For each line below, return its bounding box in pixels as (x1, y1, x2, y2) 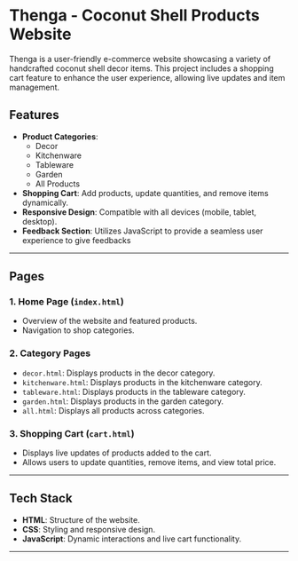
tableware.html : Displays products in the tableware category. (21, 386, 247, 397)
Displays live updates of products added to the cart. (21, 447, 212, 458)
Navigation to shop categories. (21, 325, 135, 336)
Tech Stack (9, 491, 73, 506)
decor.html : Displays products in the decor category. (21, 367, 216, 378)
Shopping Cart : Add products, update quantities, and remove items (21, 187, 269, 198)
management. (9, 82, 60, 92)
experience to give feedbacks (21, 234, 131, 245)
